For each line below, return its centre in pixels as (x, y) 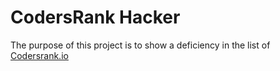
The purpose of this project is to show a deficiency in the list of (140, 45)
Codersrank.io (39, 55)
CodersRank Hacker (95, 17)
